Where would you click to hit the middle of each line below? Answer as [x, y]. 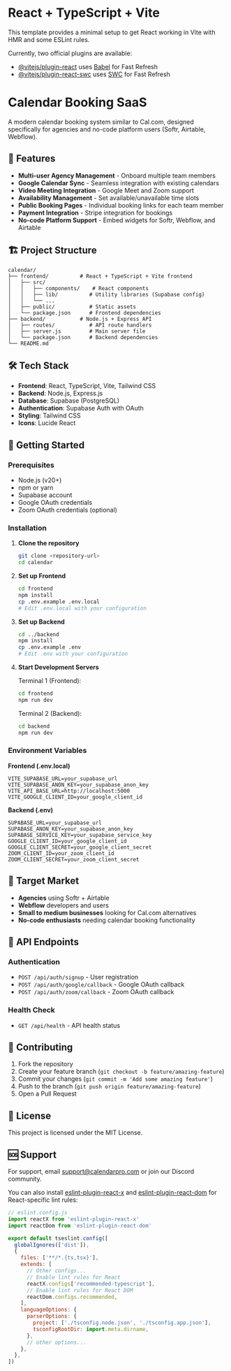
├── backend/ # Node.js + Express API [80, 319]
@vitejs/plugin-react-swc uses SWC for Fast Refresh [94, 74]
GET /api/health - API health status [69, 1025]
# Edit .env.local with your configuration [82, 608]
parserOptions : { [52, 1316]
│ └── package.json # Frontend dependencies [84, 313]
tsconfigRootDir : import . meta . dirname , [91, 1329]
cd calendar [35, 563]
